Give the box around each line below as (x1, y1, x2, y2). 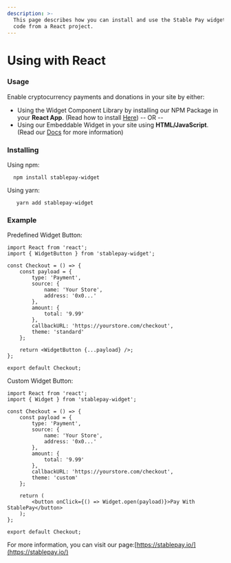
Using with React (7, 52, 107, 68)
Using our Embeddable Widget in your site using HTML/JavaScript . (16, 120, 209, 129)
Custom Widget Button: (7, 376, 74, 385)
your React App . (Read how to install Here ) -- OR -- (16, 113, 164, 121)
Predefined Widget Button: (7, 231, 82, 240)
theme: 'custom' (32, 474, 78, 482)
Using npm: (7, 161, 40, 169)
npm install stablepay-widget (13, 174, 100, 181)
